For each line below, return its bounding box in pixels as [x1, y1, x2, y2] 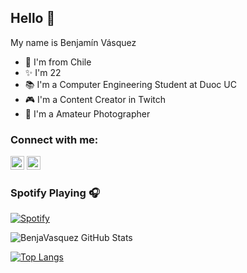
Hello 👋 [10, 10, 56, 27]
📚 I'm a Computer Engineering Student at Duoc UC [24, 78, 237, 90]
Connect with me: [10, 132, 99, 146]
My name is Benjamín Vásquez [10, 36, 137, 48]
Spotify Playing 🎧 [10, 186, 100, 200]
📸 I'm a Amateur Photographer [24, 107, 151, 120]
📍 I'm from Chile [24, 56, 92, 68]
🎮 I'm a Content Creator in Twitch [24, 93, 167, 105]
